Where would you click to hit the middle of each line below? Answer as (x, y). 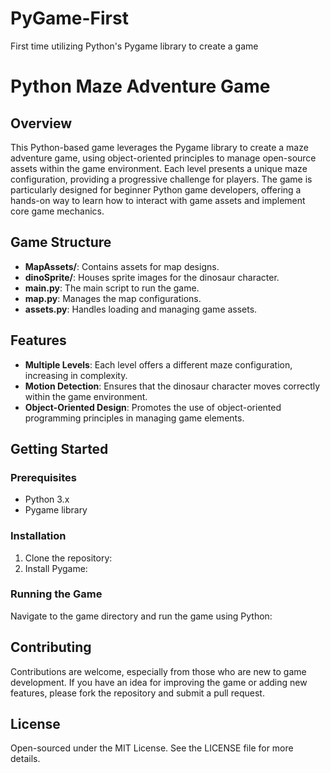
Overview (41, 123)
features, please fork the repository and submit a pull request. (137, 693)
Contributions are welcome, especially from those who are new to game (158, 671)
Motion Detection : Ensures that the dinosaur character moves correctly (172, 386)
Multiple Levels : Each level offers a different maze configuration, (158, 364)
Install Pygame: (56, 568)
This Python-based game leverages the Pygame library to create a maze (159, 147)
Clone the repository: (68, 558)
